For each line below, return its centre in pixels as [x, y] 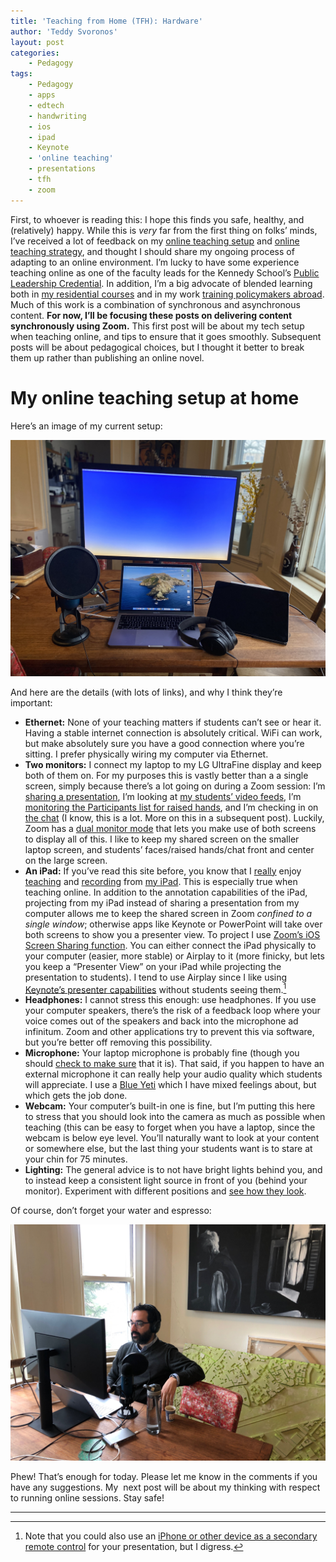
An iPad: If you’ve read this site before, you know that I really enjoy [163, 871]
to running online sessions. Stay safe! [87, 1498]
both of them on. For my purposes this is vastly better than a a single [166, 775]
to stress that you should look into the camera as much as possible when [175, 1117]
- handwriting [57, 116]
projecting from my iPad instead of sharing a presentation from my [162, 902]
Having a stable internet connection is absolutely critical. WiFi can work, [173, 732]
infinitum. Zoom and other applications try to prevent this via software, [169, 1032]
